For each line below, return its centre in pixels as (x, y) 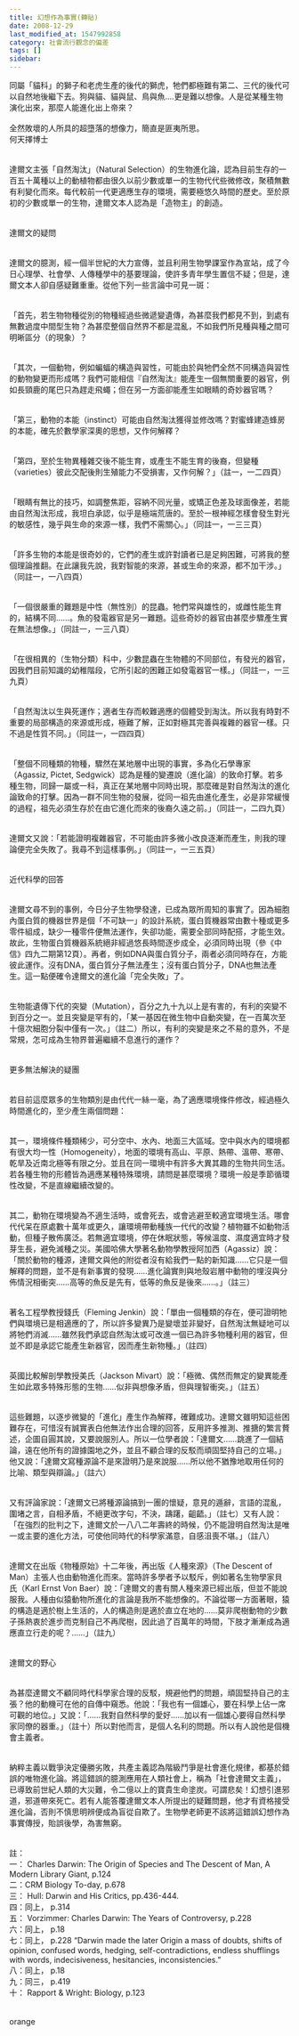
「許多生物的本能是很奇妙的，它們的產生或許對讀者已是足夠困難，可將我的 (145, 554)
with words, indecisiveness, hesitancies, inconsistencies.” (115, 1960)
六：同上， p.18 (37, 1929)
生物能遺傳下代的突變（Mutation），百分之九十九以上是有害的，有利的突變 (145, 1006)
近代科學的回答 (36, 879)
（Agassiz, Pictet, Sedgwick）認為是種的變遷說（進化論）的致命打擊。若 (142, 775)
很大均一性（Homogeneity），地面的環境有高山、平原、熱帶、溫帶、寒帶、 (153, 1152)
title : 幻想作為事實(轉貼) (54, 17)
